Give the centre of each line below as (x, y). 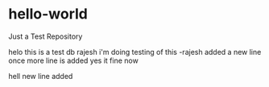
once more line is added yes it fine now (73, 60)
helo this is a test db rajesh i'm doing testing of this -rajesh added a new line (135, 52)
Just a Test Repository (46, 36)
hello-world (48, 14)
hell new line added (41, 76)
